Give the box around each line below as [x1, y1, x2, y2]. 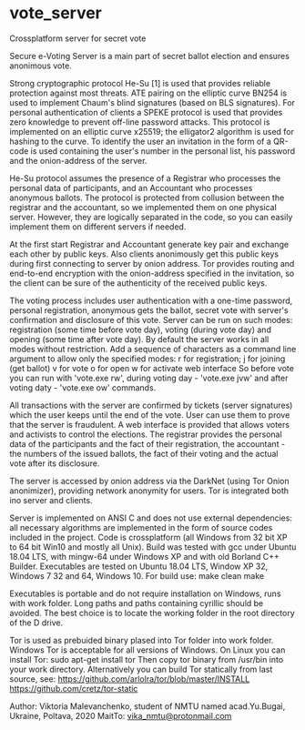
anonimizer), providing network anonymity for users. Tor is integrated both [9, 485, 290, 496]
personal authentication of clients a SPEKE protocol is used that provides [9, 106, 283, 117]
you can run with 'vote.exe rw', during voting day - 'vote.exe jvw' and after [9, 372, 289, 383]
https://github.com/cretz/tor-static [9, 683, 138, 694]
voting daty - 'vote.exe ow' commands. [9, 381, 157, 393]
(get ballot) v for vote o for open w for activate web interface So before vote [9, 362, 294, 373]
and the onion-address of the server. [9, 155, 147, 166]
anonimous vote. [9, 60, 73, 71]
